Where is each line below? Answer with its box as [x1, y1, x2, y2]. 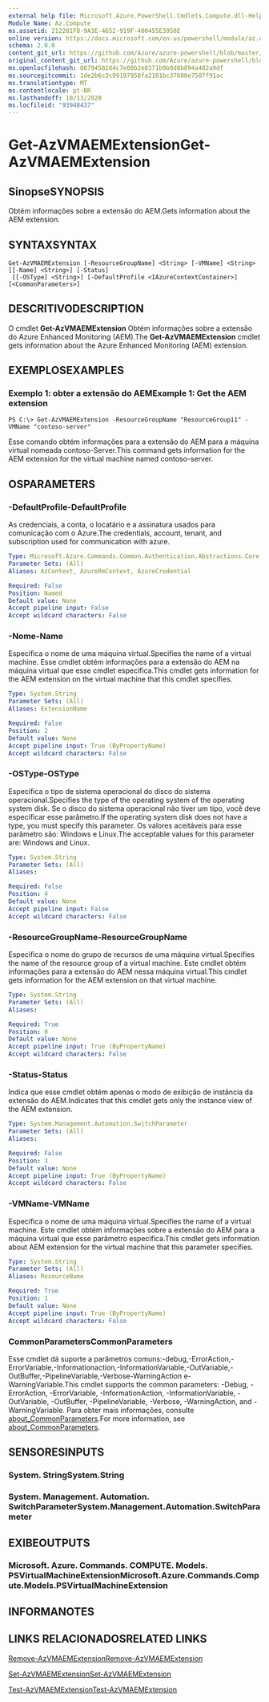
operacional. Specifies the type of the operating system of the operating [8, 795, 245, 804]
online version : [8, 34, 62, 43]
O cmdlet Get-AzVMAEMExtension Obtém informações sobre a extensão [8, 323, 253, 333]
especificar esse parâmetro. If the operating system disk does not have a [8, 812, 248, 821]
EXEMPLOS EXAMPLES [8, 364, 124, 377]
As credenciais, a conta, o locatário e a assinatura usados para [8, 519, 216, 530]
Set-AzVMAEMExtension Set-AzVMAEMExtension [8, 1669, 171, 1679]
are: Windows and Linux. [8, 837, 90, 847]
